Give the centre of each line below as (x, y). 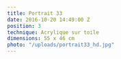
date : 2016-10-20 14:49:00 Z (49, 20)
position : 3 (24, 26)
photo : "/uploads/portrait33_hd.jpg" (61, 45)
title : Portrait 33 (35, 13)
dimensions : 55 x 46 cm (41, 39)
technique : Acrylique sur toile (53, 32)
